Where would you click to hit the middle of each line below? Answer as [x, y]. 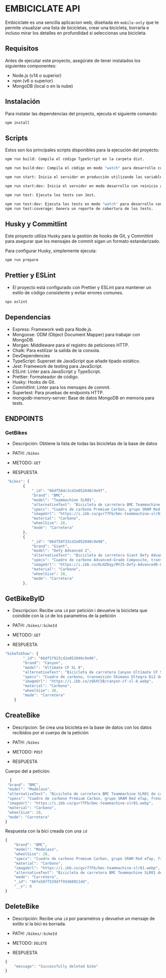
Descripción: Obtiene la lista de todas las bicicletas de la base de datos [85, 444]
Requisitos [22, 48]
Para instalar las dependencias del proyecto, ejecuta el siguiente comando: [82, 113]
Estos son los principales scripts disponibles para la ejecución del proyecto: [82, 150]
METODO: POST [27, 752]
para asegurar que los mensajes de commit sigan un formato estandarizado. [83, 241]
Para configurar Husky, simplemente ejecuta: [51, 251]
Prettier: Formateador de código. [45, 377]
